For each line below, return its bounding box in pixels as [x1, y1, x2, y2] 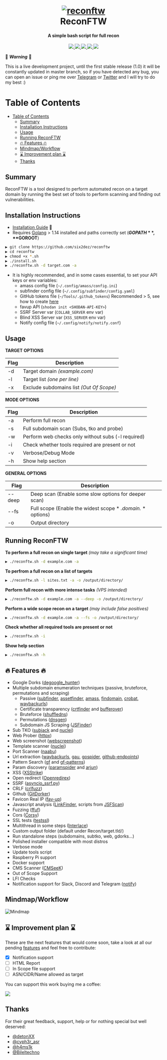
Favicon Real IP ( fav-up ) [12, 796, 62, 802]
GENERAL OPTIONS [5, 470, 47, 476]
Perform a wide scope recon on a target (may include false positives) [5, 606, 149, 612]
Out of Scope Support [12, 870, 58, 876]
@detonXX [12, 1033, 35, 1039]
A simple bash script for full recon [48, 32, 119, 38]
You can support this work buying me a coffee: [5, 981, 101, 987]
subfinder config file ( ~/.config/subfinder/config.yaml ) [19, 288, 135, 294]
